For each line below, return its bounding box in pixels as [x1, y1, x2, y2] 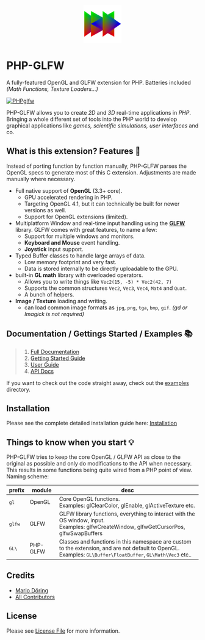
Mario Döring [15, 586, 49, 594]
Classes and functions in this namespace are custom [59, 538, 192, 545]
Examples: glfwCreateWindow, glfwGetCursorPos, [59, 523, 185, 531]
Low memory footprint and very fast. [24, 258, 117, 265]
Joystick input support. [24, 245, 84, 253]
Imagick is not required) [24, 310, 84, 317]
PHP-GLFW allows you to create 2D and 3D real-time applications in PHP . [6, 109, 191, 116]
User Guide [30, 361, 59, 368]
